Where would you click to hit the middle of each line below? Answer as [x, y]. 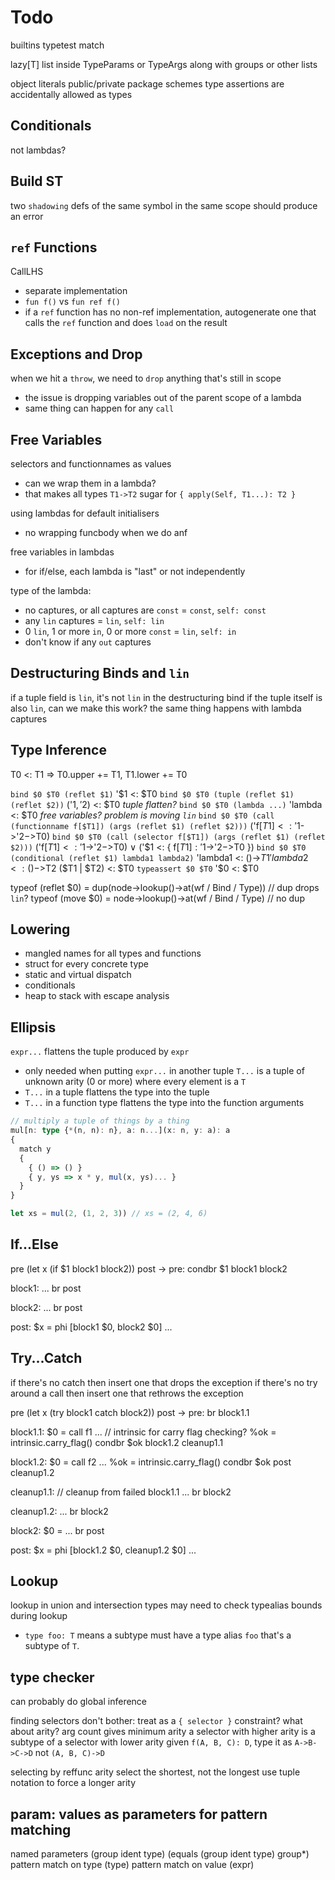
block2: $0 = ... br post [57, 1530]
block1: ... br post [46, 1288]
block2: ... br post [46, 1307]
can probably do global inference [79, 1702]
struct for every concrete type [87, 964]
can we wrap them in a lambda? [90, 483]
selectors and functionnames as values [91, 464]
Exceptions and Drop [76, 354]
